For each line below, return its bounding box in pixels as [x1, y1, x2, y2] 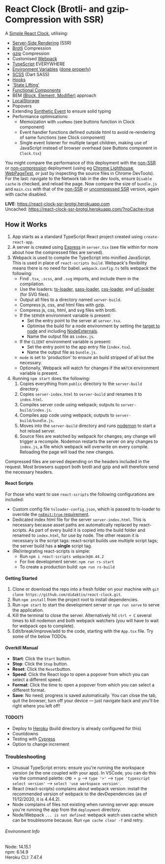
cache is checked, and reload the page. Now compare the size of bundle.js [5, 180, 158, 186]
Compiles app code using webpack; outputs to [19, 412, 115, 418]
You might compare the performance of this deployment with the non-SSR [5, 160, 156, 166]
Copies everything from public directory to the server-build [19, 381, 142, 387]
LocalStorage [12, 97, 40, 103]
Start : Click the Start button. [12, 656, 71, 662]
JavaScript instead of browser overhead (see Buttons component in [19, 145, 158, 151]
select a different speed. [12, 677, 62, 683]
